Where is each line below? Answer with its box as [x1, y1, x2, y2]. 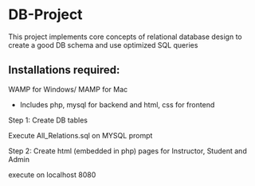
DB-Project [8, 6, 83, 24]
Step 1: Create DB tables [8, 115, 88, 125]
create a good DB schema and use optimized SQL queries [8, 40, 198, 49]
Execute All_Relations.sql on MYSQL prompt [8, 130, 153, 140]
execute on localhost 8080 [8, 169, 96, 180]
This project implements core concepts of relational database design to [8, 32, 242, 41]
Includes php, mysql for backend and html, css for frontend [19, 99, 215, 109]
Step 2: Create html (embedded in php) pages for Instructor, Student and [8, 145, 247, 156]
